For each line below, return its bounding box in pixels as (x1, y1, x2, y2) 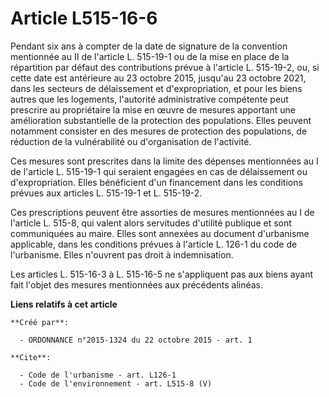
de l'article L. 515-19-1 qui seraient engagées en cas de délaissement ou (10, 165, 308, 177)
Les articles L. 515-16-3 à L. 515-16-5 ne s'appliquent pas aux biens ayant (10, 268, 314, 280)
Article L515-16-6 (10, 7, 158, 30)
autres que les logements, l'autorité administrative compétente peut (10, 93, 289, 105)
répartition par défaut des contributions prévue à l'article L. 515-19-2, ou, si (10, 61, 320, 73)
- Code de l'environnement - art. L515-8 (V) (19, 378, 213, 389)
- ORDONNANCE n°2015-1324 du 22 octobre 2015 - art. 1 (19, 335, 253, 345)
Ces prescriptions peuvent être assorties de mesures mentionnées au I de (10, 206, 315, 218)
